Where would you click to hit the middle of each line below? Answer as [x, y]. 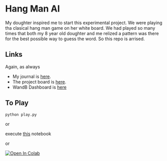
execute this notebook [28, 133]
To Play [17, 103]
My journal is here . [32, 76]
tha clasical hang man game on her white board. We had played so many [80, 28]
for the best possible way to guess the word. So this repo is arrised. [75, 39]
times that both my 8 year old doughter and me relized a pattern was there [82, 33]
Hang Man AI [33, 9]
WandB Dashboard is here [39, 87]
